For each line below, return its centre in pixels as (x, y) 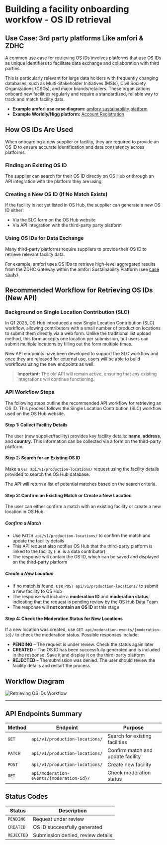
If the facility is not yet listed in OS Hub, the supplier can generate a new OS (83, 205)
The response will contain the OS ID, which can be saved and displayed (85, 557)
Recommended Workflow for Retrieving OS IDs (79, 290)
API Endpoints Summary (44, 713)
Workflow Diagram (35, 681)
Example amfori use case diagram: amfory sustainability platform (80, 109)
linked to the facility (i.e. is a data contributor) (59, 551)
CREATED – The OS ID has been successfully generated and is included (86, 650)
